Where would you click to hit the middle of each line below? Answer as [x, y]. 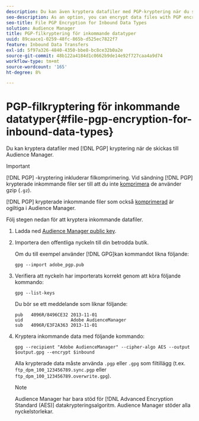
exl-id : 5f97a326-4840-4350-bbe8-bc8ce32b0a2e [65, 50]
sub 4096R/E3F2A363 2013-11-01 [56, 326]
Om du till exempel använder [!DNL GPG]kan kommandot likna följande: [102, 254]
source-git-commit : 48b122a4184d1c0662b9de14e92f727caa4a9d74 [84, 56]
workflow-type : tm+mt [33, 61]
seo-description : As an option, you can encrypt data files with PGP [94, 17]
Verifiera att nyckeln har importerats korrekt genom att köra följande [98, 276]
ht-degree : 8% [24, 72]
